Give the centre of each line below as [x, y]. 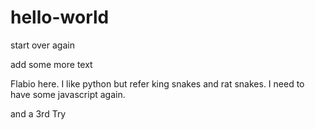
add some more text [51, 64]
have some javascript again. [68, 94]
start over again [42, 45]
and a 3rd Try [38, 113]
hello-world [60, 17]
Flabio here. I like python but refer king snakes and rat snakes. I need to [157, 83]
